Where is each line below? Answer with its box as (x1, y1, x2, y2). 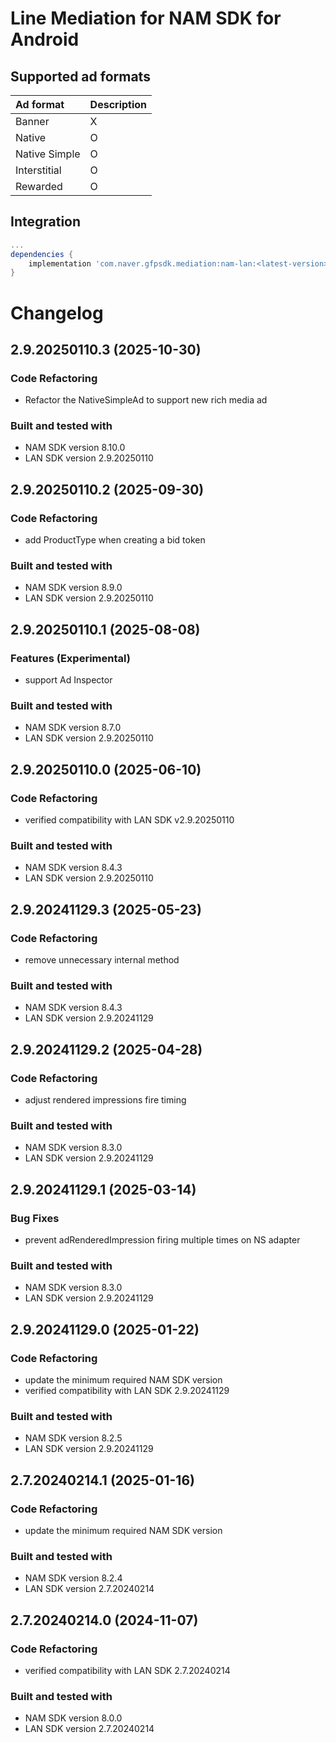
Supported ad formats (10, 68, 151, 85)
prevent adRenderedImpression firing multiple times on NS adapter (24, 1234, 301, 1246)
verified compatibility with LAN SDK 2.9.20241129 (24, 1385, 230, 1397)
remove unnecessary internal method (24, 954, 180, 966)
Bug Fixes (10, 1211, 60, 1225)
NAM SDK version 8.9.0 (24, 582, 123, 594)
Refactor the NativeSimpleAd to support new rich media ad (24, 394, 268, 406)
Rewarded (15, 180, 63, 193)
